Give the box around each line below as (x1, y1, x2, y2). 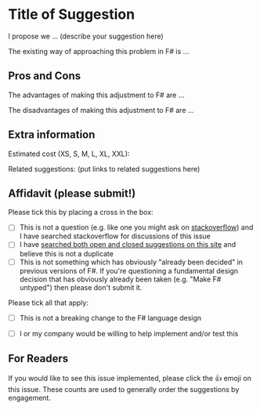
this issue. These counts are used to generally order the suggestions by (8, 384, 240, 394)
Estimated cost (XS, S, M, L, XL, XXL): (8, 149, 130, 158)
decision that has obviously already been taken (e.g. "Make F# (19, 274, 222, 284)
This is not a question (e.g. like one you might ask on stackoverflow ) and (19, 223, 254, 232)
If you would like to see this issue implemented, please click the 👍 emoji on (8, 373, 252, 383)
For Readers (8, 352, 69, 365)
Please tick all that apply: (8, 298, 88, 307)
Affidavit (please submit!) (8, 187, 136, 200)
